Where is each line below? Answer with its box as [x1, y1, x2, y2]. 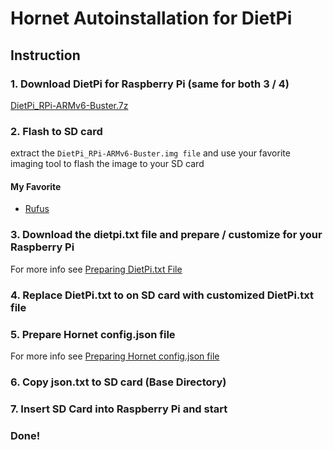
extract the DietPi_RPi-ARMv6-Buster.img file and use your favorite [10, 147, 291, 159]
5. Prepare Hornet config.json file [10, 327, 176, 341]
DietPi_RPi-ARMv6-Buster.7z [10, 99, 129, 111]
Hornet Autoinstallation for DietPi [10, 7, 293, 30]
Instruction [10, 47, 81, 64]
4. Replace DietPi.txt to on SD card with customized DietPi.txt [10, 288, 315, 302]
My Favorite [10, 180, 62, 192]
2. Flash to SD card [10, 124, 103, 138]
